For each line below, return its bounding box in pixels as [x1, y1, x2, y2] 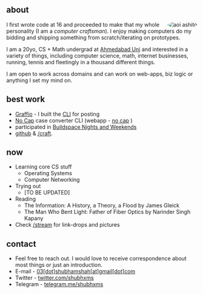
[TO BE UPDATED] [24, 189, 70, 196]
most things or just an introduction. [15, 261, 103, 269]
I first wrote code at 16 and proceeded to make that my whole [6, 21, 160, 28]
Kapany [24, 215, 44, 222]
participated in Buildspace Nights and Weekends [15, 123, 137, 130]
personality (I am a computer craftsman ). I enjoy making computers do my [6, 27, 192, 35]
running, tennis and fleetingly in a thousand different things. [6, 58, 156, 65]
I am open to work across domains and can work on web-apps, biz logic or [6, 70, 193, 78]
